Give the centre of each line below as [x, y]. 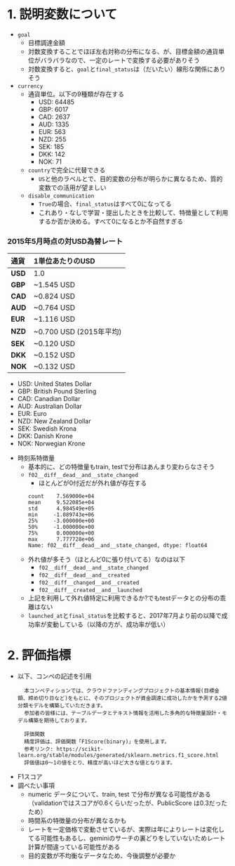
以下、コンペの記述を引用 [54, 676]
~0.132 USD [55, 367]
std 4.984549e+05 [61, 509]
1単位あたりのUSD [65, 261]
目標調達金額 [46, 42]
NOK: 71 [50, 162]
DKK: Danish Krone [45, 436]
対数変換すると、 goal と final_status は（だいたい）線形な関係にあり [127, 69]
